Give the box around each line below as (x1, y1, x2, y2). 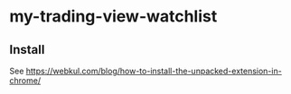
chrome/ (9, 75, 42, 86)
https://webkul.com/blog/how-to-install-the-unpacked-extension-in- (25, 65, 282, 76)
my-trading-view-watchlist (9, 6, 218, 27)
